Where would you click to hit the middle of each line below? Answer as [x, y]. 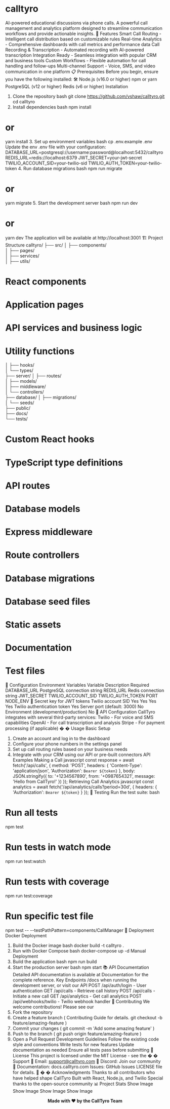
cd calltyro [24, 101]
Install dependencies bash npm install [52, 107]
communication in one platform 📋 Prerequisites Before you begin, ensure [82, 71]
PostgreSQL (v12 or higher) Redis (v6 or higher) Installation [67, 86]
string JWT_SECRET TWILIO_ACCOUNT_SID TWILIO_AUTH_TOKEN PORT [82, 696]
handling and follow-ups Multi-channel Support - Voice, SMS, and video [80, 66]
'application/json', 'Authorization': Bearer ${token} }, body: [74, 771]
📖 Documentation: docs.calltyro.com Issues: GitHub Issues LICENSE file [88, 1066]
